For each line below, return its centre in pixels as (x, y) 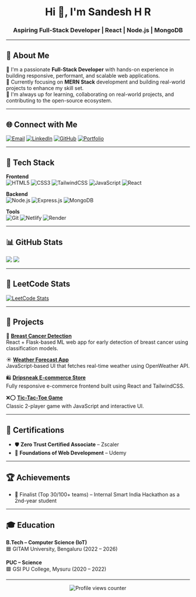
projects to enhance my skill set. (45, 88)
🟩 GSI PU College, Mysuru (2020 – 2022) (56, 569)
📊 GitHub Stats (34, 242)
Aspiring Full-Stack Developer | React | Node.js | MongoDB (98, 30)
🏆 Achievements (38, 477)
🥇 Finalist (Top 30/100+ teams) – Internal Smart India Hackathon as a (97, 494)
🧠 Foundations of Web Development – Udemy (70, 453)
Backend (17, 194)
